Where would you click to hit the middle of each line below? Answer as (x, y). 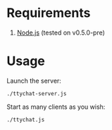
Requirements (49, 13)
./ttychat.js (26, 119)
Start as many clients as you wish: (56, 107)
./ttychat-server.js (37, 93)
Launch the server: (34, 81)
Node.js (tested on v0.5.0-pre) (61, 32)
